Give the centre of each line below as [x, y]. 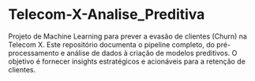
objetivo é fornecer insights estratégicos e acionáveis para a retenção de [127, 61]
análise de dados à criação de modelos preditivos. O [152, 53]
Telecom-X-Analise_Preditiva [107, 15]
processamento [34, 53]
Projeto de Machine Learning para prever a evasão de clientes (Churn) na [127, 36]
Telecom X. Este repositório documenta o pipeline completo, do [112, 44]
